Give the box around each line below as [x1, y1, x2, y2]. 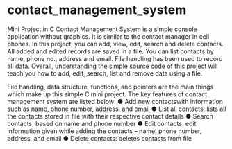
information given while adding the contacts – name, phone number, [7, 127, 202, 135]
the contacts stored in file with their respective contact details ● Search [7, 112, 213, 120]
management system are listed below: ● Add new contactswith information [7, 97, 224, 105]
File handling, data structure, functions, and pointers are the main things [7, 82, 214, 91]
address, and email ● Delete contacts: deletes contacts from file [7, 134, 192, 142]
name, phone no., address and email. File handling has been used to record [7, 54, 224, 62]
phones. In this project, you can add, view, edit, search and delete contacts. [7, 40, 224, 48]
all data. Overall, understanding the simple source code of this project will [7, 62, 218, 70]
